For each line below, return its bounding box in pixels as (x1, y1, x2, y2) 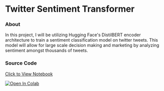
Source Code (5, 60, 37, 67)
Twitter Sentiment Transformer (5, 3, 135, 15)
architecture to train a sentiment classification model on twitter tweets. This (5, 37, 159, 43)
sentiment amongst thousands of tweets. (5, 47, 88, 53)
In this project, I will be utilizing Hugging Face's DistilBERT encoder (5, 32, 141, 38)
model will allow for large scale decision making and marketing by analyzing (5, 43, 160, 48)
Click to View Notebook (5, 71, 53, 77)
